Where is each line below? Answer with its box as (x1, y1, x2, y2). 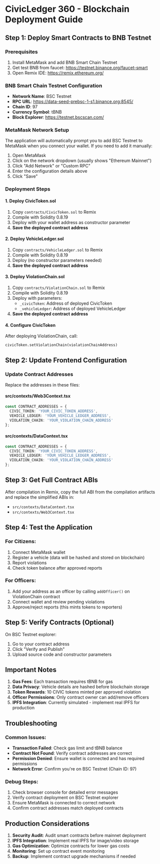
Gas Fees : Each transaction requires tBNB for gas (12, 678, 113, 685)
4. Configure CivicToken (5, 322, 56, 328)
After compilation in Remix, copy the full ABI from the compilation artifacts (5, 489, 155, 495)
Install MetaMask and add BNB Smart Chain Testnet (12, 59, 117, 65)
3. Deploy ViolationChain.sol (5, 274, 65, 280)
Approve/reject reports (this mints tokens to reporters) (12, 604, 123, 610)
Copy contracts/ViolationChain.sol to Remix (12, 285, 105, 290)
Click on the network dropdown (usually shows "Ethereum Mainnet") (12, 158, 152, 163)
